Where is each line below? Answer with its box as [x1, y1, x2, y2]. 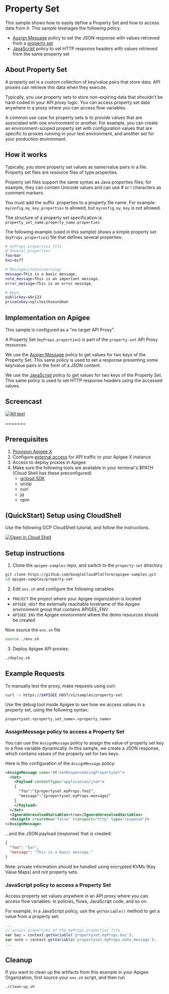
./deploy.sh [5, 655, 30, 660]
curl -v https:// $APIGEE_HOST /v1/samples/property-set [5, 692, 123, 698]
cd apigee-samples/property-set [5, 577, 73, 582]
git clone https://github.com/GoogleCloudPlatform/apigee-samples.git [5, 572, 156, 577]
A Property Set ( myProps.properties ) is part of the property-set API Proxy [5, 337, 158, 343]
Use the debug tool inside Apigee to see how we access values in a [5, 701, 145, 708]
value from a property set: [5, 913, 59, 919]
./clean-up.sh [5, 984, 35, 989]
